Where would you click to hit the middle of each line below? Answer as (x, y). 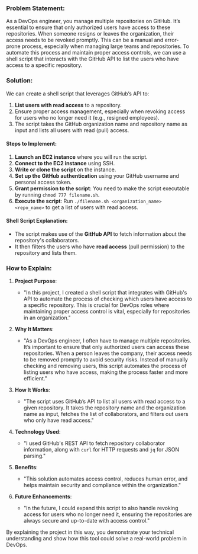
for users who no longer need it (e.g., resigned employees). (87, 117)
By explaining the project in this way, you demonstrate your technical (90, 532)
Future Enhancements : (43, 497)
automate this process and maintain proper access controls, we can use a (96, 53)
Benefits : (26, 467)
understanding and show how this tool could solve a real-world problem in (97, 539)
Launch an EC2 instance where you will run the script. (81, 157)
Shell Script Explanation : (37, 221)
